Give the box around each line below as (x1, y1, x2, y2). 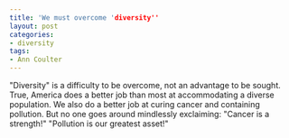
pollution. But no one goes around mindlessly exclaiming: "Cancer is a (9, 109, 270, 119)
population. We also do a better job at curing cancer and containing (9, 99, 260, 109)
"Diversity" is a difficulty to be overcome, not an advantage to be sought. (9, 80, 282, 90)
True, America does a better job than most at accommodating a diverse (9, 89, 275, 100)
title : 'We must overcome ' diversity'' (9, 13, 160, 23)
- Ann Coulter (9, 55, 63, 64)
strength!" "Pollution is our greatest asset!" (9, 118, 169, 129)
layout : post (9, 22, 59, 31)
